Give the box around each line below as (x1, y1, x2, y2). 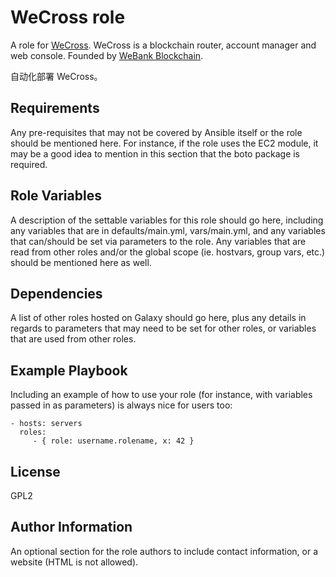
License (10, 463, 61, 480)
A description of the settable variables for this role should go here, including (10, 214, 324, 226)
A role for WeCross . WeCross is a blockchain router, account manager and (10, 39, 317, 51)
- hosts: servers (10, 419, 83, 429)
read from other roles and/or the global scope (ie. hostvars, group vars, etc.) (10, 246, 326, 258)
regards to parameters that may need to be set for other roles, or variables (10, 322, 317, 335)
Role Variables (10, 187, 102, 205)
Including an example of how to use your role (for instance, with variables (10, 389, 313, 401)
